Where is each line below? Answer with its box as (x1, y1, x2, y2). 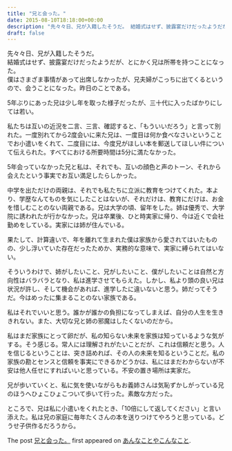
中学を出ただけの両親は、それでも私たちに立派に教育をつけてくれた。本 (7, 186, 213, 195)
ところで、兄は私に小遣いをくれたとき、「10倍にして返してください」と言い (7, 405, 221, 413)
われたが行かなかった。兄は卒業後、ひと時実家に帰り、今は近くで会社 (25, 212, 224, 220)
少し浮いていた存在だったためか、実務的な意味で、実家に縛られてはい (19, 244, 219, 253)
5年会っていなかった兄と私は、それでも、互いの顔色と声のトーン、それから (7, 163, 222, 171)
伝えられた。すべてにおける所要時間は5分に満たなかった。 (12, 148, 180, 157)
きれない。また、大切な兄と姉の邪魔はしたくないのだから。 (7, 317, 177, 326)
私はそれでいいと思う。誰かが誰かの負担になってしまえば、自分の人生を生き (7, 308, 224, 317)
